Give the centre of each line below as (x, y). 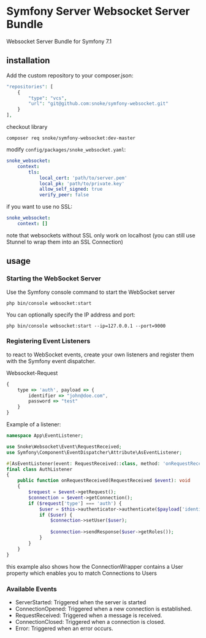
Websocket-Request (32, 373)
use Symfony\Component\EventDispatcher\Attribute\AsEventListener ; (94, 452)
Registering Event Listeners (48, 341)
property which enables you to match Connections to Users (82, 573)
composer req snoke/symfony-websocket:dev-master (71, 138)
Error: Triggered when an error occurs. (64, 628)
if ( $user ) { (55, 515)
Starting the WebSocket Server (54, 279)
